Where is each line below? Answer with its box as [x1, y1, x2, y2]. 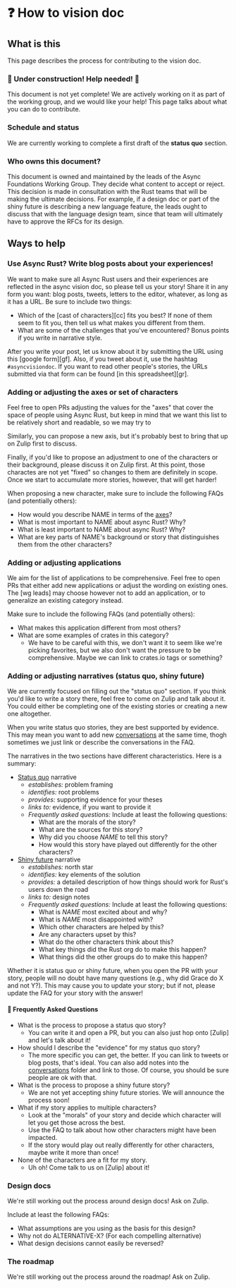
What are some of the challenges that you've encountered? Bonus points [17, 326, 230, 334]
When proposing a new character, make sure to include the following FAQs [7, 489, 224, 497]
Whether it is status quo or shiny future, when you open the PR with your [7, 967, 218, 975]
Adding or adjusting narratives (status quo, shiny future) [7, 671, 205, 681]
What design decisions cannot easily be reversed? [17, 1239, 164, 1247]
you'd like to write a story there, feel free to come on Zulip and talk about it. [7, 694, 226, 703]
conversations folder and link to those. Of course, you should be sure [27, 1065, 229, 1074]
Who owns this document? [7, 156, 101, 166]
